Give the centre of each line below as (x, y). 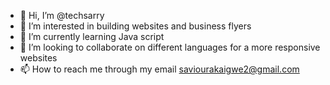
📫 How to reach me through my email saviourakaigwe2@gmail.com (159, 69)
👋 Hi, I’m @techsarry (62, 15)
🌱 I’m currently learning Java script (92, 36)
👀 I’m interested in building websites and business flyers (135, 26)
